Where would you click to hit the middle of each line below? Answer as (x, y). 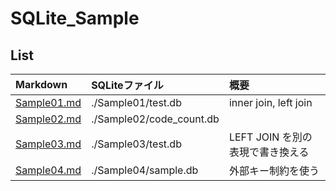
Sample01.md (48, 102)
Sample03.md (48, 144)
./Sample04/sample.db (145, 170)
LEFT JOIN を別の (270, 137)
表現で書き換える (269, 152)
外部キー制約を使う (274, 170)
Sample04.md (48, 170)
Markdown (41, 84)
